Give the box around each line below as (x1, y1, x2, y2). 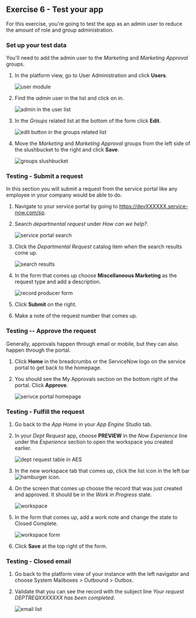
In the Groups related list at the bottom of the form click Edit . (14, 117, 161, 125)
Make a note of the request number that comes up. (14, 313, 137, 320)
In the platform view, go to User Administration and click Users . (14, 72, 168, 79)
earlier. (14, 445, 32, 451)
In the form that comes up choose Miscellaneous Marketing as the (14, 272, 177, 279)
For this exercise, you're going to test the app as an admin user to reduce (6, 20, 183, 27)
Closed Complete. (14, 520, 59, 527)
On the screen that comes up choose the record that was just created (14, 485, 183, 492)
